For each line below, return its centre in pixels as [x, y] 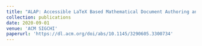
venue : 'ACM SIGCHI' [32, 28]
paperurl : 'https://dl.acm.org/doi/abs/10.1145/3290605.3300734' [90, 34]
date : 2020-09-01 [28, 23]
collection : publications [38, 17]
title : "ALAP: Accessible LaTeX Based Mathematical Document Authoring [98, 12]
